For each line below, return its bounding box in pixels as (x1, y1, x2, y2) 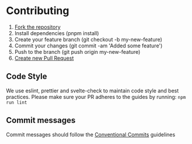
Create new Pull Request (14, 54, 74, 61)
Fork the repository (14, 23, 61, 30)
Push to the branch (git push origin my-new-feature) (14, 48, 141, 55)
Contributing (6, 4, 69, 18)
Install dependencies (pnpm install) (14, 29, 99, 36)
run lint (6, 100, 27, 105)
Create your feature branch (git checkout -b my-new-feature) (14, 36, 162, 43)
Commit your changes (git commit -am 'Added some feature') (14, 42, 163, 49)
